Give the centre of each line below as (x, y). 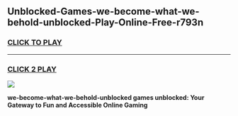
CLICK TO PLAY (35, 43)
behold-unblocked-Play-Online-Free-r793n (106, 23)
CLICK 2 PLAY (32, 69)
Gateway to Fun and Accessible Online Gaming (78, 105)
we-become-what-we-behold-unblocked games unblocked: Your (106, 97)
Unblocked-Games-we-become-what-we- (103, 12)
